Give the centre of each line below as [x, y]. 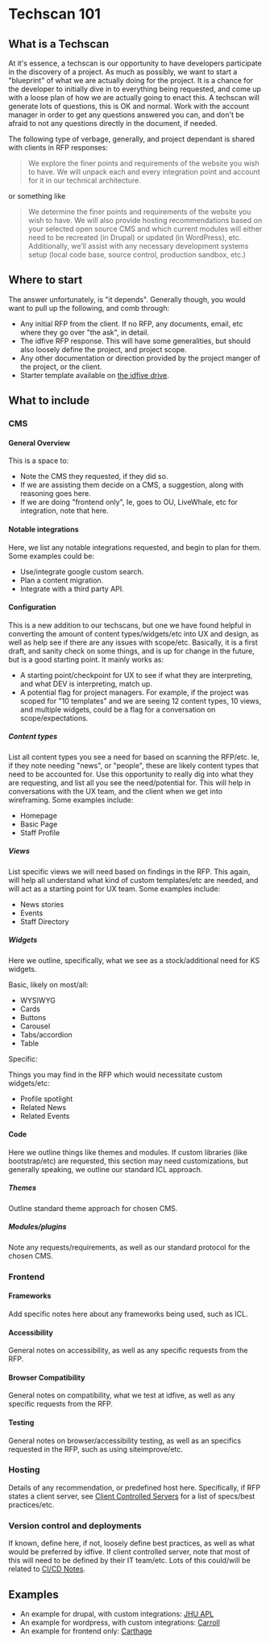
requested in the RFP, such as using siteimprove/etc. [96, 1449]
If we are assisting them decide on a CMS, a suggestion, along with [132, 485]
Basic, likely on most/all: [48, 984]
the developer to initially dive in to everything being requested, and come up [135, 89]
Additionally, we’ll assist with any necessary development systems [138, 246]
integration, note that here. [64, 511]
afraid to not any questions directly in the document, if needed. [113, 123]
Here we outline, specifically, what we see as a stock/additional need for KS [134, 960]
